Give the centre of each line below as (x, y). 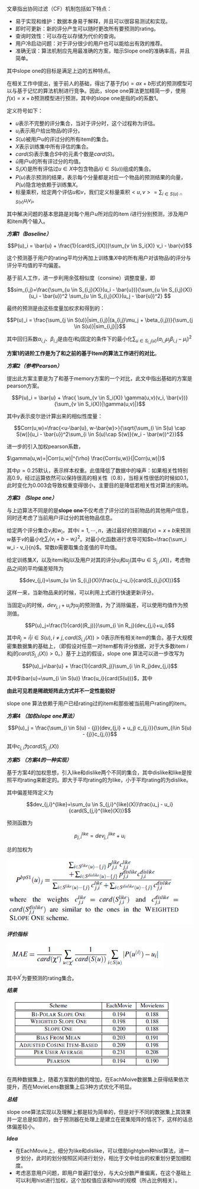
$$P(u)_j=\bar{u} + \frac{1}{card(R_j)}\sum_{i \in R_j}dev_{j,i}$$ (100, 666)
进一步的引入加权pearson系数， (45, 446)
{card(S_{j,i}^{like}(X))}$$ (100, 811)
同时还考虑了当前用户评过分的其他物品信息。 (61, 518)
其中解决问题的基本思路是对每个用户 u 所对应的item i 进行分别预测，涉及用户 (97, 214)
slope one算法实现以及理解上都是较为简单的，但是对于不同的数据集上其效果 (99, 1112)
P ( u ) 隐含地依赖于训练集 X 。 (48, 185)
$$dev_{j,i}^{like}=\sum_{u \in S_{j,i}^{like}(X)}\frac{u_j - (94, 804)
